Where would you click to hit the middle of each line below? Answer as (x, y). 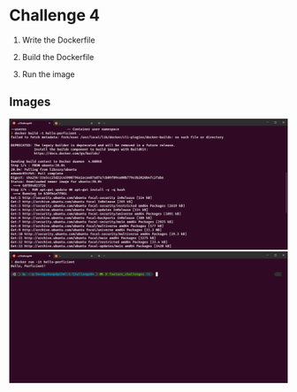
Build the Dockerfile (58, 57)
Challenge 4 (54, 15)
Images (30, 102)
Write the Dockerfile (58, 40)
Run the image (48, 74)
